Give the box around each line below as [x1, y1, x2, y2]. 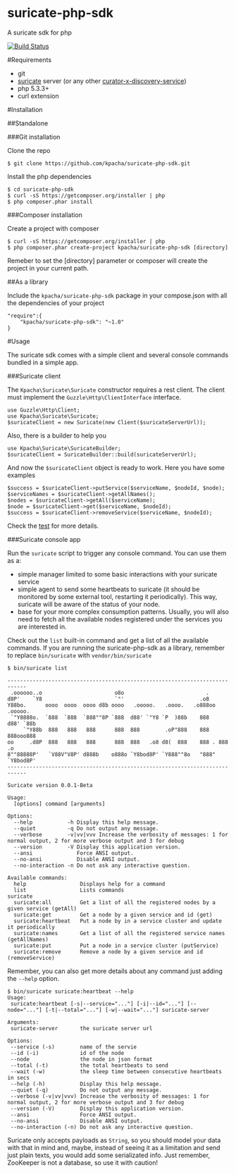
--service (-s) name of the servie [10, 1043, 137, 1051]
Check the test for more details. [7, 521, 99, 530]
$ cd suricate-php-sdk [7, 185, 74, 193]
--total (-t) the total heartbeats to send [10, 1062, 169, 1069]
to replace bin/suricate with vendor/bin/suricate [7, 650, 152, 660]
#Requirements [7, 55, 51, 64]
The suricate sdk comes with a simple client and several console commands [7, 350, 229, 359]
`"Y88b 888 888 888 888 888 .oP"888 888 [23, 726, 210, 734]
